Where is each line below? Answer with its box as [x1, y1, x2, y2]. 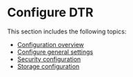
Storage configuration [17, 62, 80, 70]
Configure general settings [17, 48, 94, 56]
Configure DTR [7, 5, 94, 20]
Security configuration [17, 55, 81, 63]
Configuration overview [17, 40, 84, 48]
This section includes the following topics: [7, 27, 127, 35]
